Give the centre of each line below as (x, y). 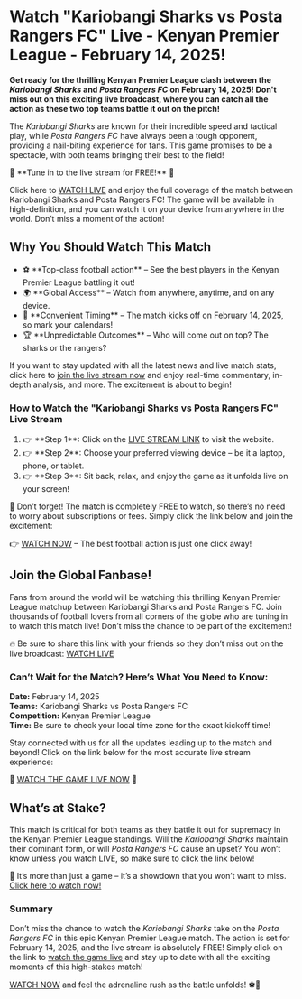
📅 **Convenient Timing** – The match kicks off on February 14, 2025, (153, 315)
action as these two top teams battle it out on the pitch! (115, 108)
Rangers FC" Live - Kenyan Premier (144, 36)
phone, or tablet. (53, 466)
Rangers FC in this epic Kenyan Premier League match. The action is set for (150, 938)
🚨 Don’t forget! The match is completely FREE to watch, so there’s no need (147, 506)
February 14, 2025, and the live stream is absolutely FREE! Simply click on (146, 948)
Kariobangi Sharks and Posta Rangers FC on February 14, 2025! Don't (143, 89)
